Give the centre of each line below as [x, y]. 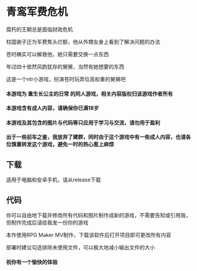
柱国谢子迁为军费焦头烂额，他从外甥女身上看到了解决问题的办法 [83, 42]
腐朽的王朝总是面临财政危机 [40, 29]
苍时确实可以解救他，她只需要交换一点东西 [57, 54]
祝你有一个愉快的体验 [32, 262]
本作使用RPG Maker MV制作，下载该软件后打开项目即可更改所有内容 [89, 235]
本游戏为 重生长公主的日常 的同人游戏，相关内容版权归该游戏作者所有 [89, 94]
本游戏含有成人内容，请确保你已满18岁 [53, 108]
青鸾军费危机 [37, 12]
